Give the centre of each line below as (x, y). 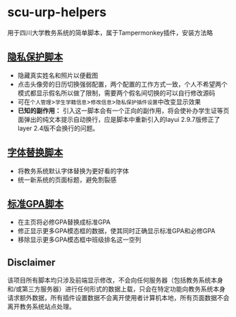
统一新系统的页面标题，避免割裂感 (67, 180)
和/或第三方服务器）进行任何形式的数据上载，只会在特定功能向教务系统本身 (117, 289)
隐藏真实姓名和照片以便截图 (58, 75)
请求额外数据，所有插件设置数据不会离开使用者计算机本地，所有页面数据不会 (118, 298)
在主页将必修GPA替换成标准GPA (64, 222)
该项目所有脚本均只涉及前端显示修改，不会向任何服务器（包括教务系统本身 (115, 280)
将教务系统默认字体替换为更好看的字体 (73, 170)
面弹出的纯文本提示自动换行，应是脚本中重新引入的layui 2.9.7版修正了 (119, 119)
